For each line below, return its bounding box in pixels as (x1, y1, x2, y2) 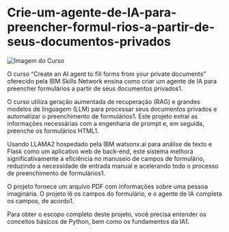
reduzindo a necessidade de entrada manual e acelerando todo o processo (7, 162, 219, 170)
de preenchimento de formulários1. (7, 169, 106, 177)
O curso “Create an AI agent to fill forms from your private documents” (7, 70, 206, 78)
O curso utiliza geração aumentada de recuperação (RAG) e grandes (7, 97, 200, 105)
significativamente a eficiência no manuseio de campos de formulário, (7, 154, 205, 162)
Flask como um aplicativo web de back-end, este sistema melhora (7, 147, 193, 155)
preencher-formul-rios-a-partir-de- (7, 19, 215, 35)
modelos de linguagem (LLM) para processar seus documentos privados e (7, 105, 217, 113)
